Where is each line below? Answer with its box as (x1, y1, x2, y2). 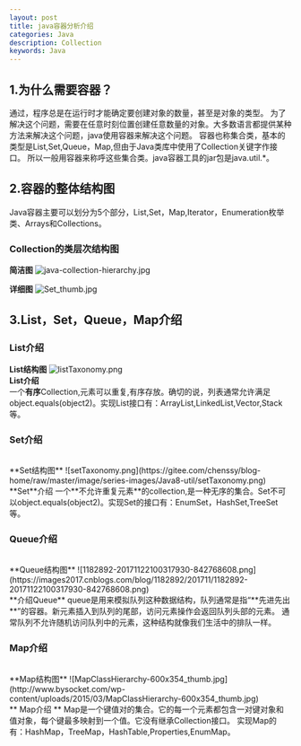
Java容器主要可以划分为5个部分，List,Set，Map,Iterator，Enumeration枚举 (9, 206, 285, 217)
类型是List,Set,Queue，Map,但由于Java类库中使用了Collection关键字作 (9, 141, 271, 152)
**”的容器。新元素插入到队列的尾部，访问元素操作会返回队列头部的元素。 (9, 606, 280, 617)
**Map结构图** (9, 673, 68, 684)
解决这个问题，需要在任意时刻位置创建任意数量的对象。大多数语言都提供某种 (9, 118, 292, 129)
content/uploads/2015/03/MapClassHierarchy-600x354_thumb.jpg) (9, 693, 260, 704)
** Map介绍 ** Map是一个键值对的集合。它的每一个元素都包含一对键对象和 (9, 704, 285, 715)
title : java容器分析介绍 (9, 22, 94, 31)
